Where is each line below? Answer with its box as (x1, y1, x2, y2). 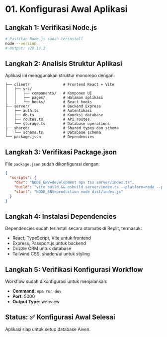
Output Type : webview (12, 299, 60, 304)
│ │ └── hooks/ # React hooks (5, 99, 92, 105)
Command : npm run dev (12, 288, 62, 294)
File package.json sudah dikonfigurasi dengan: (5, 161, 100, 167)
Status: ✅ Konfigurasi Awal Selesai (5, 313, 115, 322)
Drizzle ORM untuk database (12, 246, 72, 252)
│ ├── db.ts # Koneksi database (5, 113, 103, 118)
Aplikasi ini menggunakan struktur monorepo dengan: (5, 73, 115, 79)
